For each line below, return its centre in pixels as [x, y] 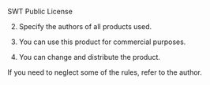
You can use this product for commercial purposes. [102, 42]
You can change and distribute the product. [90, 57]
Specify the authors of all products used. [85, 26]
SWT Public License [40, 11]
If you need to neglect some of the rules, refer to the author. [105, 72]
